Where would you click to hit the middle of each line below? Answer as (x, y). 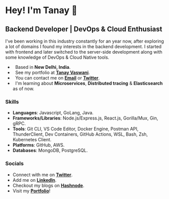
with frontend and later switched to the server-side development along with (84, 52)
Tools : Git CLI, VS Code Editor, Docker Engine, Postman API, (75, 129)
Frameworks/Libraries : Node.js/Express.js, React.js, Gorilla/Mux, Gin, (85, 118)
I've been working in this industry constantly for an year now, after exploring (85, 41)
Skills (12, 102)
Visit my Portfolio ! (31, 191)
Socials (14, 164)
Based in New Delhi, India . (43, 67)
